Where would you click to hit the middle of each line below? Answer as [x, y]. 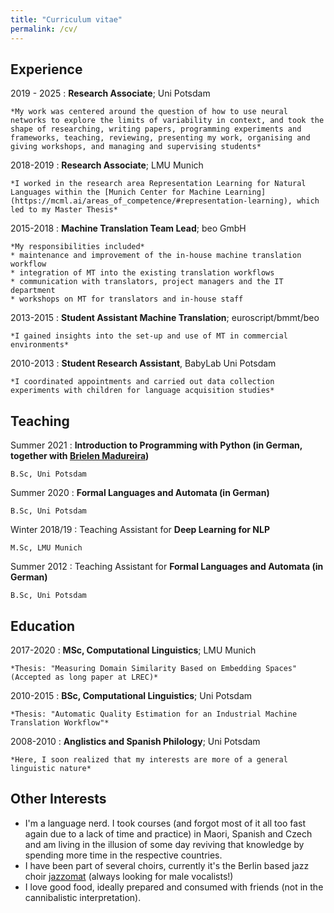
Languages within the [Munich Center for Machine [116, 192]
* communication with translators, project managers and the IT [147, 282]
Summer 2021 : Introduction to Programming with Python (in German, [156, 445]
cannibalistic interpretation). [83, 897]
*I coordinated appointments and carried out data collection [142, 382]
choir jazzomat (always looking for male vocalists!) [129, 876]
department [33, 291]
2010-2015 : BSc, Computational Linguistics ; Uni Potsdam [131, 695]
